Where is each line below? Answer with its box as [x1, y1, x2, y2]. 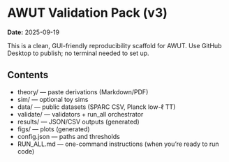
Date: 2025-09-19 [7, 28, 60, 36]
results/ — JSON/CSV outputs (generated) [17, 117, 140, 126]
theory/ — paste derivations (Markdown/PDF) [17, 87, 149, 96]
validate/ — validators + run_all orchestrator [17, 110, 144, 118]
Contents [7, 69, 49, 81]
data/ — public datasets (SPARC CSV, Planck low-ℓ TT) [17, 103, 176, 111]
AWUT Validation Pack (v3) [7, 5, 168, 21]
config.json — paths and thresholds [17, 132, 120, 140]
